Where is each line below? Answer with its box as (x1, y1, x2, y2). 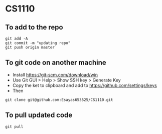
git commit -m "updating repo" (5, 40, 71, 45)
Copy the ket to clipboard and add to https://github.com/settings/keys (12, 82, 157, 88)
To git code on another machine (5, 58, 106, 67)
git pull (5, 124, 24, 129)
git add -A (5, 36, 28, 41)
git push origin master (5, 45, 55, 50)
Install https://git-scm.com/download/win (12, 71, 98, 77)
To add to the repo (5, 23, 64, 31)
